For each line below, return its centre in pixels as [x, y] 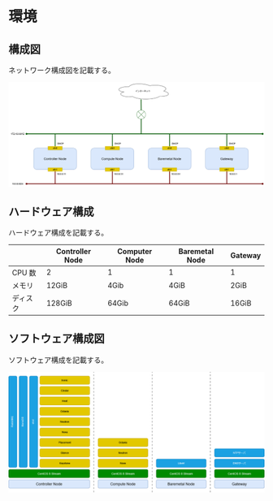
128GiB [59, 303]
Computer [135, 251]
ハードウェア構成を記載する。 [58, 233]
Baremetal [196, 251]
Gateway [246, 256]
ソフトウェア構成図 [56, 339]
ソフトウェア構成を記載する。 [58, 360]
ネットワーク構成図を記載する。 [62, 70]
